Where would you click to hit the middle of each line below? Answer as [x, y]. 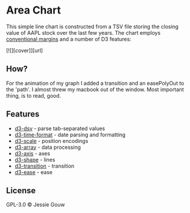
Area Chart [34, 10]
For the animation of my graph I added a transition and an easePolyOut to [95, 83]
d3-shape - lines [35, 159]
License [21, 190]
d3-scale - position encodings [51, 141]
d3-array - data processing [47, 147]
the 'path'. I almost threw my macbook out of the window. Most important [95, 89]
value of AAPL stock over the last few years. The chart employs [83, 32]
